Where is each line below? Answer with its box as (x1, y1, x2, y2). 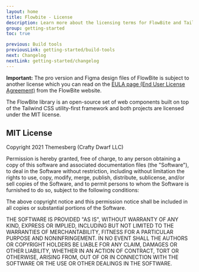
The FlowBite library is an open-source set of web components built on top (6, 98, 190, 105)
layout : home (6, 8, 38, 15)
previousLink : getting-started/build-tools (6, 47, 115, 53)
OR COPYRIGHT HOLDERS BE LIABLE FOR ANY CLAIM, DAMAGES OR (6, 241, 178, 248)
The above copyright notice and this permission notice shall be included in (6, 198, 188, 205)
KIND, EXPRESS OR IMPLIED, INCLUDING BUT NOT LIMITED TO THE (6, 222, 174, 229)
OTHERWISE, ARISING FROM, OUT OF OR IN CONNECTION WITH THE (6, 254, 179, 261)
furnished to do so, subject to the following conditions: (6, 187, 139, 194)
